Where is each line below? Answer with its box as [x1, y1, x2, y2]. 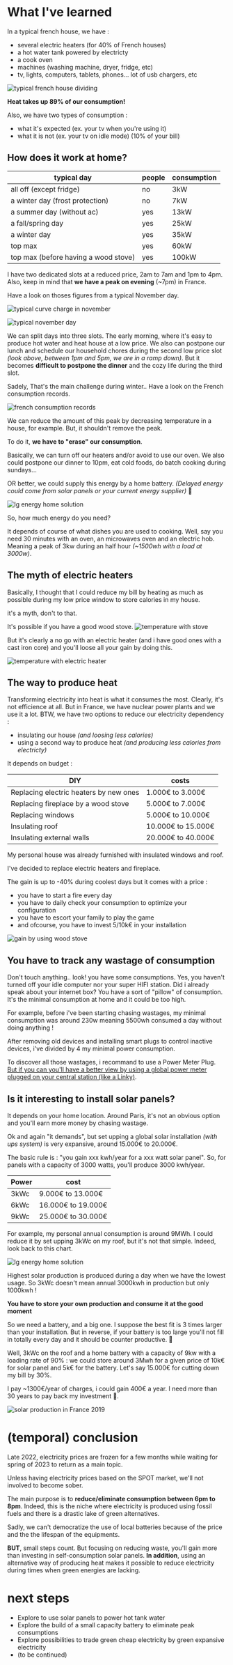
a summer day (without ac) [10, 207, 99, 217]
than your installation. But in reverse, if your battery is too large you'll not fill [7, 1328, 224, 1336]
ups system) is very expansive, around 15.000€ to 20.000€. [7, 1140, 178, 1148]
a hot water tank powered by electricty [17, 48, 129, 56]
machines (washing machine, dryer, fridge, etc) [17, 63, 153, 71]
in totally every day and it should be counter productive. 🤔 [7, 1335, 173, 1343]
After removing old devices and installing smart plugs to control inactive [7, 1037, 214, 1046]
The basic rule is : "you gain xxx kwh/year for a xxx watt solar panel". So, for [7, 1154, 226, 1161]
